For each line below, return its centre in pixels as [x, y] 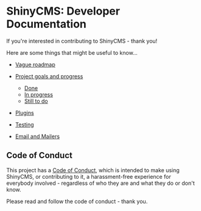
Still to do [36, 101]
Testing [25, 124]
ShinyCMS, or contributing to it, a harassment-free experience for [89, 176]
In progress [39, 94]
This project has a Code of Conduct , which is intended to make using [93, 170]
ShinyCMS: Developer [63, 11]
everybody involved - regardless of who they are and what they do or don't [100, 183]
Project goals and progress [49, 76]
